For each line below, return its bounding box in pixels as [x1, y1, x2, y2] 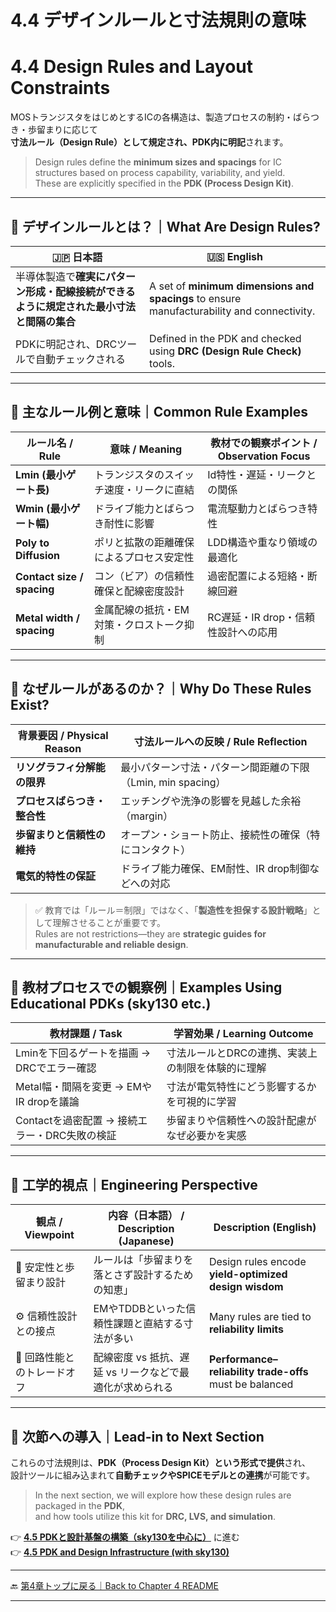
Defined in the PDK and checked [149, 331, 302, 345]
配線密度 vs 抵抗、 [93, 1351, 180, 1365]
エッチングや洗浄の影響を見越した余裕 [120, 794, 302, 808]
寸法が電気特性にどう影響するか [166, 1080, 317, 1094]
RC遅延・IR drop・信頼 [207, 610, 315, 624]
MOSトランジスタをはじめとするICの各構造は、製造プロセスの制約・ [10, 111, 293, 123]
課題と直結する [113, 1317, 184, 1331]
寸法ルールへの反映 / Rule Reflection [133, 734, 308, 748]
